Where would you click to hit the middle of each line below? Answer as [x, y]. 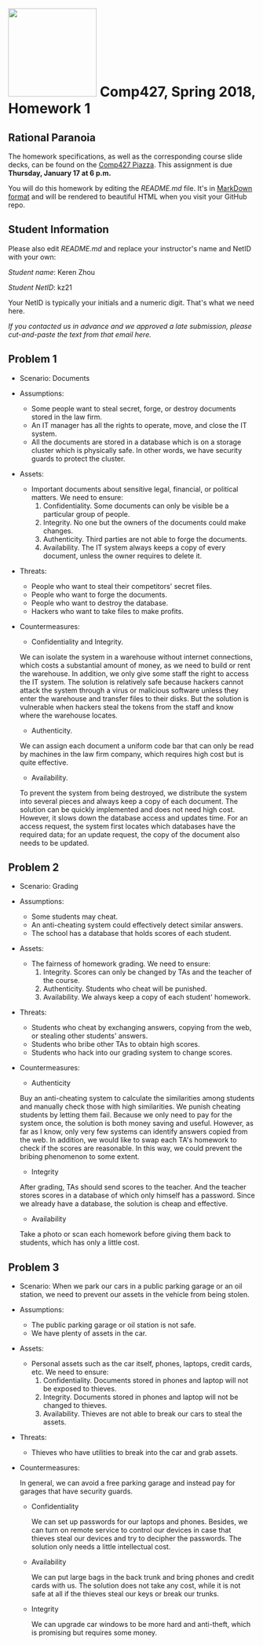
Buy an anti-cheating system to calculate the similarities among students [137, 1098]
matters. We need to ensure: [77, 497]
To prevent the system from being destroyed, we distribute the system [133, 792]
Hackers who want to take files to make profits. [108, 611]
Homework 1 [49, 109]
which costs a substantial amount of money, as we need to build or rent [135, 665]
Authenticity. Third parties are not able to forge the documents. [145, 539]
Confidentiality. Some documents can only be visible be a [136, 506]
